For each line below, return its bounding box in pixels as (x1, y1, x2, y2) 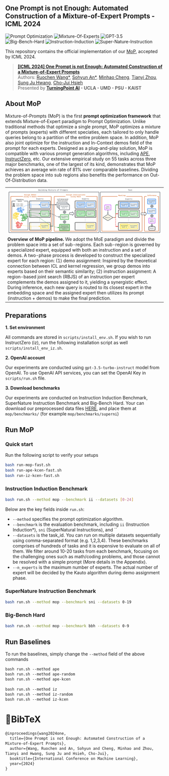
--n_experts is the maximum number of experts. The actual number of (12, 564, 158, 570)
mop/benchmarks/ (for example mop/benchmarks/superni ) (5, 411, 119, 417)
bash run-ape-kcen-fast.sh (5, 467, 62, 473)
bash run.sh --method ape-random (5, 672, 75, 677)
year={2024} (10, 761, 35, 766)
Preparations (5, 311, 47, 320)
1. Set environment (5, 325, 45, 331)
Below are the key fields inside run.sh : (5, 506, 84, 512)
